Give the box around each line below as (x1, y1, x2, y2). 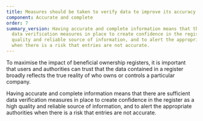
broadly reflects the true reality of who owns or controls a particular (6, 72, 175, 79)
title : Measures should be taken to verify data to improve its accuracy (6, 8, 196, 15)
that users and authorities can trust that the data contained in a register (6, 65, 184, 72)
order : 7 (6, 20, 28, 26)
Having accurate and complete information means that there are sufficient (6, 90, 190, 97)
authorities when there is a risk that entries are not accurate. (6, 109, 156, 116)
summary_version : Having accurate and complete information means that (6, 25, 190, 32)
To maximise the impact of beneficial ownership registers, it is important (6, 58, 186, 66)
